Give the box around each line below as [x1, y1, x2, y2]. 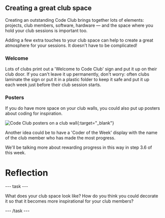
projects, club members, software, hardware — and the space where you [5, 22, 154, 28]
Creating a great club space [5, 4, 92, 12]
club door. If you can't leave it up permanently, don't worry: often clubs [5, 71, 149, 77]
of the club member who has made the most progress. [5, 135, 116, 141]
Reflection [5, 167, 48, 178]
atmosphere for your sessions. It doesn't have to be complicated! [5, 42, 137, 48]
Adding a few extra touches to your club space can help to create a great [5, 37, 154, 43]
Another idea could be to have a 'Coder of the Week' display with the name [5, 130, 158, 135]
